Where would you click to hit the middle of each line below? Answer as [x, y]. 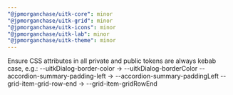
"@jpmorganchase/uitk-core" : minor [60, 14]
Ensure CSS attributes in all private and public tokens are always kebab [112, 61]
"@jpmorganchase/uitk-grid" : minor [60, 21]
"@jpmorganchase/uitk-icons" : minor [62, 27]
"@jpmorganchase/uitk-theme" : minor [62, 41]
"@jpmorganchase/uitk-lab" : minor [59, 34]
